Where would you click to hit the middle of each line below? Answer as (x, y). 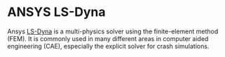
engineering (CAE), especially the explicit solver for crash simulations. (108, 46)
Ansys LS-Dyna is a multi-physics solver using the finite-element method (113, 31)
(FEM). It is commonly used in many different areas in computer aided (108, 38)
